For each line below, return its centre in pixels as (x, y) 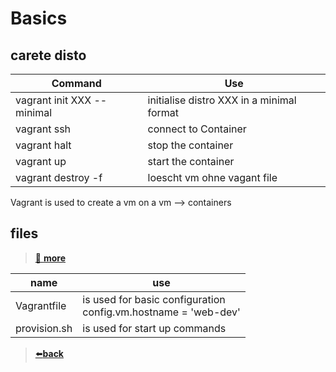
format (163, 112)
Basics (39, 18)
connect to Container (197, 129)
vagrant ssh (43, 129)
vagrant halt (43, 145)
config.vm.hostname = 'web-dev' (161, 312)
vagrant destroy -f (59, 177)
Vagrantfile (41, 305)
